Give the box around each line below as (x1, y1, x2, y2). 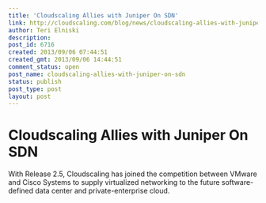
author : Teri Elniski (8, 26, 80, 34)
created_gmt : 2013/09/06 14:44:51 (8, 56, 123, 64)
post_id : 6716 (8, 41, 55, 49)
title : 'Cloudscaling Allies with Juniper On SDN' (8, 11, 179, 20)
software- (221, 178, 254, 187)
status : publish (8, 77, 62, 85)
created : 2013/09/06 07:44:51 (8, 48, 108, 56)
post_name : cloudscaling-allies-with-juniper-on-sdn (8, 70, 186, 78)
